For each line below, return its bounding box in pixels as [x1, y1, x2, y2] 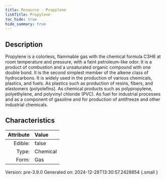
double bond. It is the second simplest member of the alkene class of [5, 70, 148, 76]
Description [5, 40, 43, 48]
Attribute [8, 131, 30, 138]
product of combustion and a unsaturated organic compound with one [5, 64, 151, 71]
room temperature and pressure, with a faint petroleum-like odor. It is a [5, 59, 152, 65]
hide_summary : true [5, 21, 46, 27]
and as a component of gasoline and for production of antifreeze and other [5, 96, 160, 102]
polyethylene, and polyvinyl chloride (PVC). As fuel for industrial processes [5, 91, 161, 97]
